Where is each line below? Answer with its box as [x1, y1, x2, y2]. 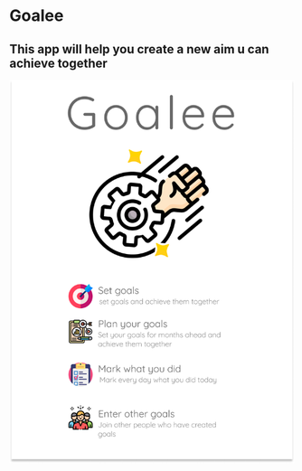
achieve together [9, 55, 109, 71]
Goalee [9, 5, 64, 26]
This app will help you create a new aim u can [9, 42, 269, 57]
